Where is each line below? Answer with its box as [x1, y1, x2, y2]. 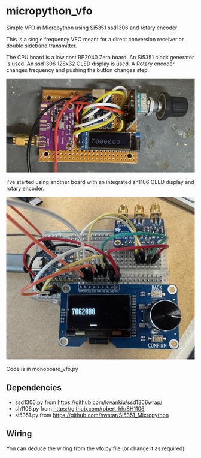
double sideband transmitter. [6, 42, 77, 49]
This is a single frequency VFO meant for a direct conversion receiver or [6, 35, 184, 43]
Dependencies [6, 382, 62, 393]
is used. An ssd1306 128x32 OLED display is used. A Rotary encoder [6, 60, 175, 67]
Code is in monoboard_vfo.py [6, 366, 79, 373]
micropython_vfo [6, 4, 93, 18]
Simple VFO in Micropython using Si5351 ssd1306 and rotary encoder [6, 24, 178, 31]
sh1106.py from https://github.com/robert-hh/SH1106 [14, 405, 145, 412]
